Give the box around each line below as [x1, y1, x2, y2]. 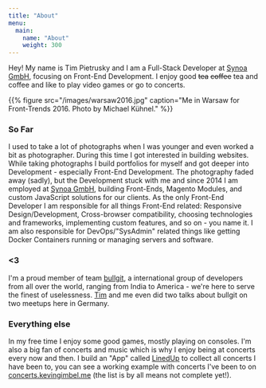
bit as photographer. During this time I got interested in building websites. [8, 151, 249, 160]
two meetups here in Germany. [8, 298, 110, 308]
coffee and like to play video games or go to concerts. [8, 80, 186, 90]
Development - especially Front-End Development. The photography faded [8, 167, 254, 177]
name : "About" [22, 33, 69, 42]
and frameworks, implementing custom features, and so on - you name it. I [8, 218, 253, 228]
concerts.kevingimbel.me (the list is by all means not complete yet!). [8, 370, 232, 380]
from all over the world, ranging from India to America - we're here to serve [8, 281, 255, 291]
